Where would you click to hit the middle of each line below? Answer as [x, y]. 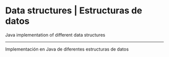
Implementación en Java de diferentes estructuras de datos [67, 49]
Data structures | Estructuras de [74, 11]
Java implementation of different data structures [55, 35]
